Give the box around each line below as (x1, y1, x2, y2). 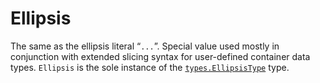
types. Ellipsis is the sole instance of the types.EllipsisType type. (10, 61, 290, 73)
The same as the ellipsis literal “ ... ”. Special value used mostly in (10, 40, 280, 52)
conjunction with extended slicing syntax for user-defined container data (10, 50, 311, 62)
